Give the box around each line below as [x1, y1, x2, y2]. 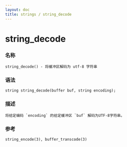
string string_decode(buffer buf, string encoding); [5, 88, 116, 93]
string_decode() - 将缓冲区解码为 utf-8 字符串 [5, 64, 97, 69]
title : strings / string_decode [5, 12, 72, 17]
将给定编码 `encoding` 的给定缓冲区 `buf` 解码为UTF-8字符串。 [5, 113, 125, 118]
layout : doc [5, 7, 30, 12]
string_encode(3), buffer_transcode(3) [5, 137, 87, 142]
